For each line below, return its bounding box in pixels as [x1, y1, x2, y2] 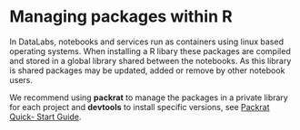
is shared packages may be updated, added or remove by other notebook [9, 65, 285, 76]
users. [9, 74, 34, 85]
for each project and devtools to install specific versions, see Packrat [9, 101, 270, 112]
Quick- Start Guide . [9, 111, 82, 122]
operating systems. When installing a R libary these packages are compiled [9, 45, 291, 56]
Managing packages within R [9, 6, 234, 27]
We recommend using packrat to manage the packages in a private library [9, 92, 288, 103]
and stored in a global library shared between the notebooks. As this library [9, 55, 292, 66]
